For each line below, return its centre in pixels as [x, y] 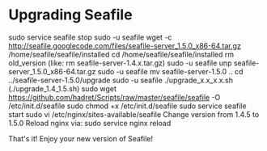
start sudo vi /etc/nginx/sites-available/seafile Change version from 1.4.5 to [134, 114]
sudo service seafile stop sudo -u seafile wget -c [90, 37]
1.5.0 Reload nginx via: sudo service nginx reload [90, 123]
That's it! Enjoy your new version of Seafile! [81, 138]
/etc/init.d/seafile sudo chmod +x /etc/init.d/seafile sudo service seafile [127, 106]
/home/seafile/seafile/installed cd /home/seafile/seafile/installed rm [121, 54]
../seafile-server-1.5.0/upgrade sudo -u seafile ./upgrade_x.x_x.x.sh [121, 80]
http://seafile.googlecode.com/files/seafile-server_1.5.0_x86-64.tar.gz [125, 45]
